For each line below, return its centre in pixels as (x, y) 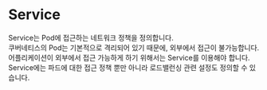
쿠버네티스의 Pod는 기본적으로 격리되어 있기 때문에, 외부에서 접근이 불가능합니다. (134, 47)
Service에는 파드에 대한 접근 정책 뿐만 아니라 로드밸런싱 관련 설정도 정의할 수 (128, 67)
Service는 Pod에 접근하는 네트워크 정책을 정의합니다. (91, 37)
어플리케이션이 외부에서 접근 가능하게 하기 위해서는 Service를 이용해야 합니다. (129, 57)
